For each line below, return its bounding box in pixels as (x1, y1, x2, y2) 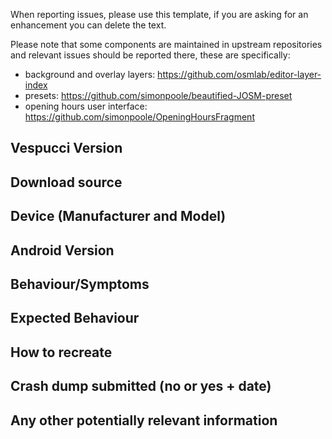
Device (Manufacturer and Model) (10, 208, 227, 225)
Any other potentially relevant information (10, 412, 278, 429)
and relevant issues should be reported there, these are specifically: (10, 49, 291, 61)
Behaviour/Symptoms (10, 275, 150, 293)
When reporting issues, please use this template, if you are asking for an (10, 9, 309, 20)
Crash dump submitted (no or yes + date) (10, 378, 272, 395)
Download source (10, 174, 123, 191)
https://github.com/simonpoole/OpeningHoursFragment (24, 111, 255, 123)
